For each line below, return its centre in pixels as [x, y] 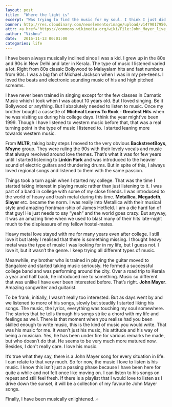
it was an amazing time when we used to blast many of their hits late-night [84, 218]
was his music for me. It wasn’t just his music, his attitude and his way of [82, 330]
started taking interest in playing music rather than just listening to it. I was [84, 186]
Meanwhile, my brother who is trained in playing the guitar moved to [77, 260]
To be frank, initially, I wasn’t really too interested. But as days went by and [84, 297]
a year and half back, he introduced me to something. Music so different [81, 276]
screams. [15, 85]
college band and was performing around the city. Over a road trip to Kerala [85, 271]
